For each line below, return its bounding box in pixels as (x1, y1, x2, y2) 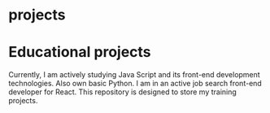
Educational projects (8, 43, 152, 62)
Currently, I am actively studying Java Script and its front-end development (8, 70, 260, 80)
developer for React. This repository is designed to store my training (8, 87, 237, 97)
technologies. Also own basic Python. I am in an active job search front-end (8, 79, 262, 89)
